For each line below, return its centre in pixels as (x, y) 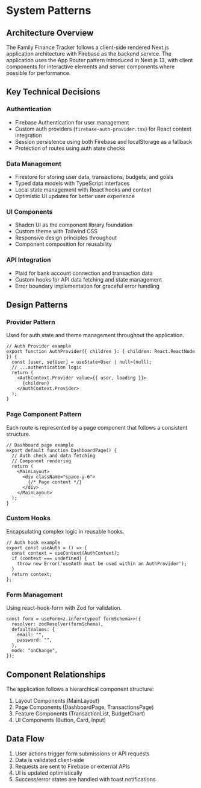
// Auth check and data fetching (54, 456)
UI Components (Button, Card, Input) (60, 720)
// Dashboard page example (40, 445)
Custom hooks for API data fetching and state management (88, 279)
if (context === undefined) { (49, 558)
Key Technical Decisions (53, 92)
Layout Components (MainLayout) (57, 700)
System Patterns (49, 11)
